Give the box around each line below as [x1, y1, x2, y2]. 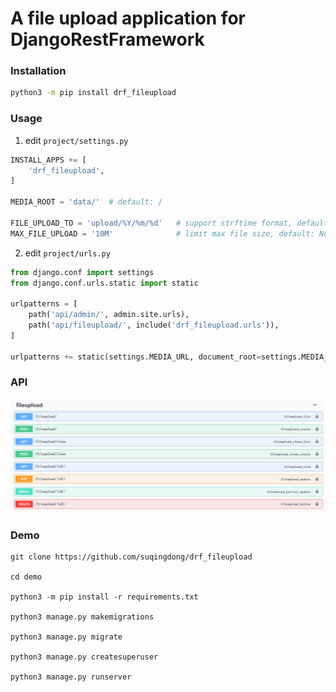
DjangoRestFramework [10, 28, 205, 51]
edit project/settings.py [24, 134, 129, 146]
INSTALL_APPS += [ [10, 155, 87, 165]
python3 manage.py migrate [10, 632, 123, 642]
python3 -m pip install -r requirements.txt [10, 592, 199, 602]
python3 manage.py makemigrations [10, 612, 155, 622]
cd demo [10, 572, 43, 582]
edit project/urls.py [24, 247, 111, 259]
